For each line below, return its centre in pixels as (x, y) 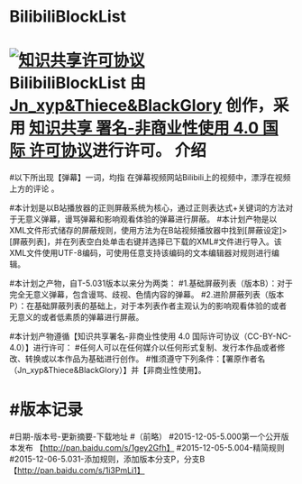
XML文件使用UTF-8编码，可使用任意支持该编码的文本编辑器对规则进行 (141, 253)
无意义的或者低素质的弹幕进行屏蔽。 (77, 317)
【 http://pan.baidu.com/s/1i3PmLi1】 (77, 470)
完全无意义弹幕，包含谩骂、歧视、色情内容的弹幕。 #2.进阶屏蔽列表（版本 (147, 295)
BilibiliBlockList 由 (78, 83)
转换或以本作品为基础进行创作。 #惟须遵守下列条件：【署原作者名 (145, 359)
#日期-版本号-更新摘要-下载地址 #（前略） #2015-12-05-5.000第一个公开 (145, 437)
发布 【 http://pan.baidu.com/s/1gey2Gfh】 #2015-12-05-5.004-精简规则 (151, 448)
